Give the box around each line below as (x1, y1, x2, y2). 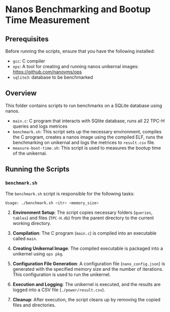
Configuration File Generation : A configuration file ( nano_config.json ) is (12, 261, 165, 267)
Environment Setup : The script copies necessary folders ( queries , (12, 210, 153, 216)
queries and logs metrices (12, 123, 68, 129)
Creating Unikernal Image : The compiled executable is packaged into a (12, 245, 163, 251)
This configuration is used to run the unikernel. (12, 271, 111, 278)
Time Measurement (5, 14, 90, 26)
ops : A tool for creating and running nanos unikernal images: (12, 64, 139, 69)
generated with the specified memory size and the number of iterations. (12, 266, 164, 272)
